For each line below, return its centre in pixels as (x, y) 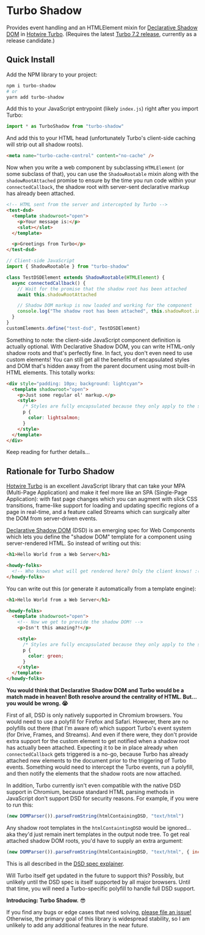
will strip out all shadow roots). (45, 145)
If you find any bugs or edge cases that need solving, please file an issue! (99, 912)
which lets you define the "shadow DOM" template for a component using (99, 537)
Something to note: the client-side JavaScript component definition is (94, 340)
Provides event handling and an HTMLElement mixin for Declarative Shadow (102, 28)
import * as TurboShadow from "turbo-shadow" (65, 127)
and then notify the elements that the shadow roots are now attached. (94, 774)
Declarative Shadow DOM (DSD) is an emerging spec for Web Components (101, 530)
